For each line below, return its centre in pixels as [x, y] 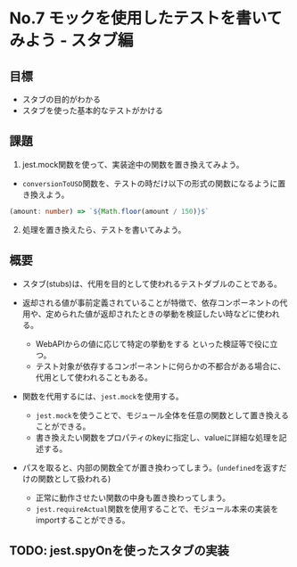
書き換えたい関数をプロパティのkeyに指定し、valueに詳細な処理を [157, 437]
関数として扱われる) [74, 479]
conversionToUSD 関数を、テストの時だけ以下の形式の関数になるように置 [154, 183]
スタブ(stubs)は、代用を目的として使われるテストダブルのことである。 [152, 283]
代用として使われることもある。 [94, 377]
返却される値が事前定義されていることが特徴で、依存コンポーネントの [151, 302]
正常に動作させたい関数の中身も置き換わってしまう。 [133, 497]
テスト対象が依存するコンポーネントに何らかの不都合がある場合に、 [161, 366]
